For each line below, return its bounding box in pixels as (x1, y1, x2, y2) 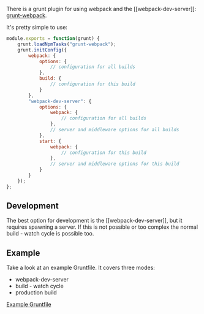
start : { (39, 138, 62, 144)
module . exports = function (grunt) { (6, 36, 100, 42)
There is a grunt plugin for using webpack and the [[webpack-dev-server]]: (6, 6, 197, 12)
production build (15, 289, 57, 296)
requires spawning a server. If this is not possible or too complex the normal (6, 223, 198, 231)
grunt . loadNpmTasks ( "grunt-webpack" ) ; (17, 41, 116, 47)
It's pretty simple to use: (6, 24, 67, 31)
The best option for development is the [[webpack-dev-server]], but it (6, 217, 183, 224)
